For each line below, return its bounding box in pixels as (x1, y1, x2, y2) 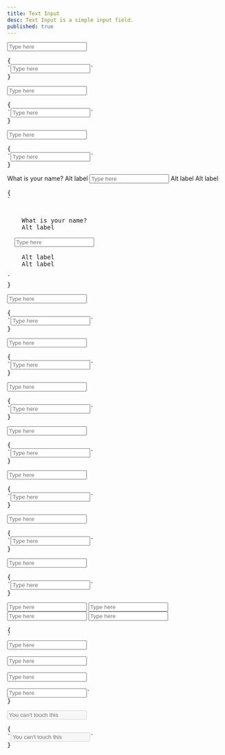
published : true (7, 23, 54, 30)
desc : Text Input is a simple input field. (7, 17, 134, 23)
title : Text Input (7, 10, 60, 17)
